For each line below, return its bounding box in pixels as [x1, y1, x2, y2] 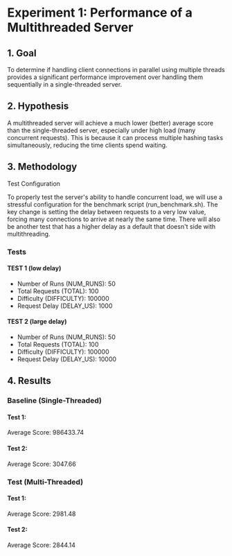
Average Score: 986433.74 [7, 428, 84, 437]
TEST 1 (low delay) [7, 264, 62, 272]
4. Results [7, 375, 52, 387]
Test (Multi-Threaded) [7, 477, 84, 487]
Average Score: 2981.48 [7, 510, 76, 518]
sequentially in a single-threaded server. [7, 80, 123, 88]
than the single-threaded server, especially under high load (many [7, 126, 196, 134]
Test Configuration [7, 179, 61, 188]
